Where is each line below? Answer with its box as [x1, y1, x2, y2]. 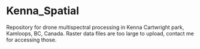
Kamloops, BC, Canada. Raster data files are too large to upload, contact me [6, 30, 195, 37]
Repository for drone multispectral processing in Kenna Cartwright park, [6, 24, 184, 31]
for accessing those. [6, 36, 57, 43]
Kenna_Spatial [6, 4, 80, 18]
